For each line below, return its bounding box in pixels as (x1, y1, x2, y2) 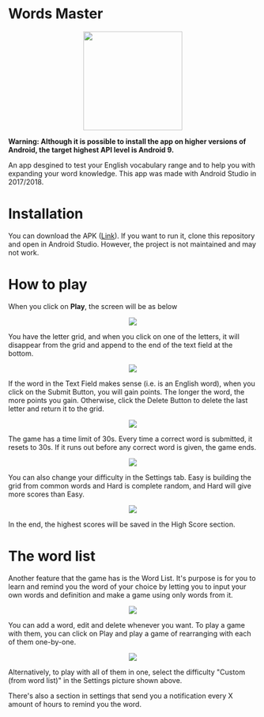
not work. (8, 247, 40, 257)
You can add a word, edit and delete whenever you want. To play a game (8, 620, 246, 629)
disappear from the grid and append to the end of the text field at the (8, 340, 233, 349)
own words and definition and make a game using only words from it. (8, 590, 233, 599)
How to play (8, 276, 88, 293)
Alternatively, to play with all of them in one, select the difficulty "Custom (8, 667, 246, 677)
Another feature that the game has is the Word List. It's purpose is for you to (8, 573, 256, 583)
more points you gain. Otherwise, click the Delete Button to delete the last (8, 395, 248, 405)
